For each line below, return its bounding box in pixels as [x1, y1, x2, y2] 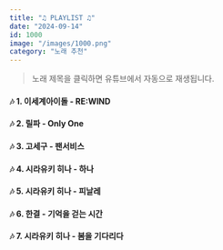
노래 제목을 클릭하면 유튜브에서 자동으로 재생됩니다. [31, 74, 215, 85]
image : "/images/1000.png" [9, 38, 112, 48]
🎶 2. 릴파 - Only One [9, 118, 85, 129]
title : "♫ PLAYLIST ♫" [9, 13, 96, 23]
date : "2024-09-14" [9, 22, 84, 31]
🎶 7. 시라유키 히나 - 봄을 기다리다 [9, 231, 125, 242]
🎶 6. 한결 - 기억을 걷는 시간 [9, 208, 103, 219]
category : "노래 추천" [9, 47, 88, 56]
